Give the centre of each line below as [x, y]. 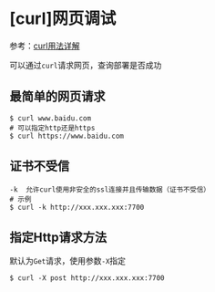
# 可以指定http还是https [52, 128]
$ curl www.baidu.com [51, 118]
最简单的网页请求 [57, 97]
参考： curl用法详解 [45, 46]
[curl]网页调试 [63, 19]
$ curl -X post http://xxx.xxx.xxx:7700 [87, 278]
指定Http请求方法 [58, 237]
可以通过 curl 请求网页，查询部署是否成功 [86, 65]
